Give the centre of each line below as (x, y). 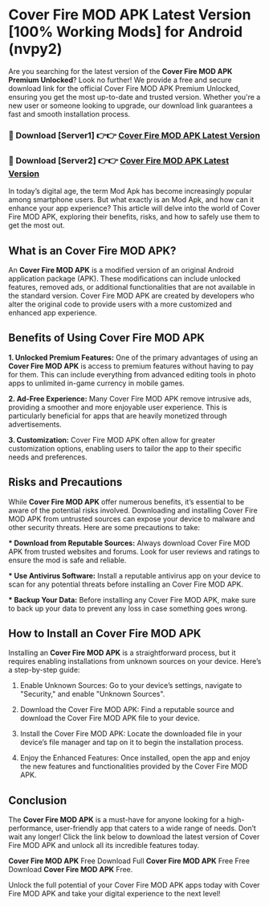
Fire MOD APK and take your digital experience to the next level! (114, 894)
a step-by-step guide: (44, 670)
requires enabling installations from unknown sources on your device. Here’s (135, 661)
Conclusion (38, 800)
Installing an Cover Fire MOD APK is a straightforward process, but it (122, 653)
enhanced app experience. (53, 312)
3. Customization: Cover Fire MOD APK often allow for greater (112, 439)
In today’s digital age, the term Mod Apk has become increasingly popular (130, 191)
